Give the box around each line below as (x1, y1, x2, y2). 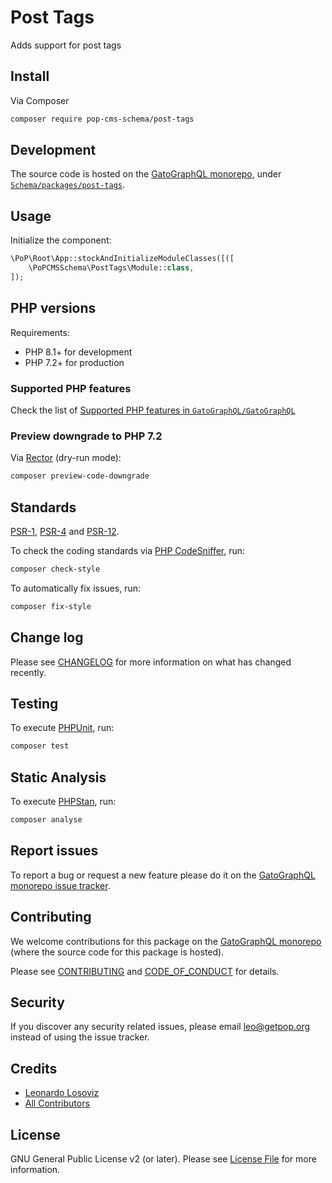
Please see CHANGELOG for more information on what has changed (10, 656, 292, 668)
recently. (10, 666, 47, 678)
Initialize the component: (10, 234, 112, 246)
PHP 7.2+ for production (24, 356, 125, 368)
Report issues (10, 842, 99, 860)
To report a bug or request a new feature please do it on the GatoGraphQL (10, 869, 316, 881)
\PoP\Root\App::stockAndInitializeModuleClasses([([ (10, 254, 235, 264)
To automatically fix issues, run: (10, 582, 141, 594)
